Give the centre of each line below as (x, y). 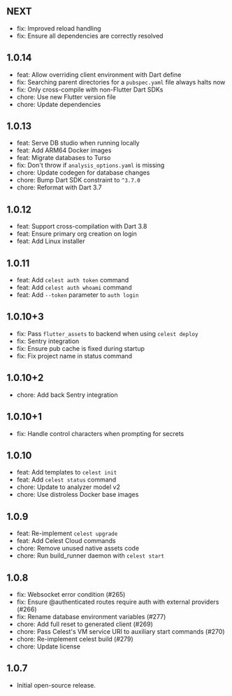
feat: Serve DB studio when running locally (78, 143)
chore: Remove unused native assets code (78, 549)
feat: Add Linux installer (51, 241)
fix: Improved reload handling (59, 28)
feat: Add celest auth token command (73, 280)
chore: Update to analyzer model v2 (68, 487)
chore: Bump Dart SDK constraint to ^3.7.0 (78, 180)
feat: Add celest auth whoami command (74, 288)
